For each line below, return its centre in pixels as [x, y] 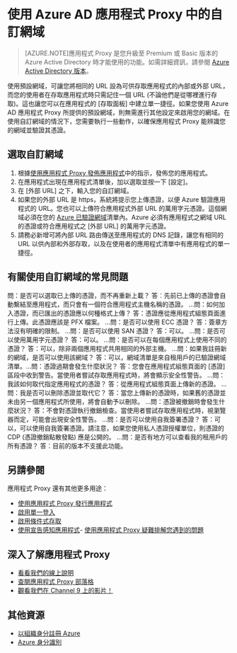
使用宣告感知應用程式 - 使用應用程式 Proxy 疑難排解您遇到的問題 [110, 530]
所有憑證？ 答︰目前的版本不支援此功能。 [67, 446]
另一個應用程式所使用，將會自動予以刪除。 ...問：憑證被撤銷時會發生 [119, 401]
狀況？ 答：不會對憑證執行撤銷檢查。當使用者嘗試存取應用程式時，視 [113, 410]
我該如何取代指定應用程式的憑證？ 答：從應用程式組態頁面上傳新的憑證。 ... [117, 383]
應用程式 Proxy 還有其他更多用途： [58, 488]
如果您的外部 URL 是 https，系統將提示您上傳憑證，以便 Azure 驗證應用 [122, 200]
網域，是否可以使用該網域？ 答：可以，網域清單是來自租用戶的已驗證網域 [120, 357]
